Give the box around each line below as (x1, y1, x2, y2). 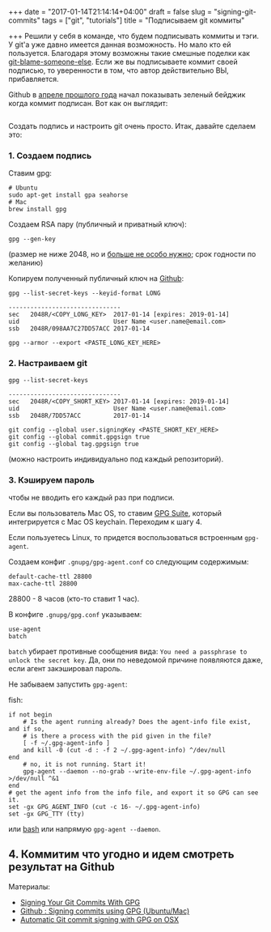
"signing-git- (214, 7, 256, 16)
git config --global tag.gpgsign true (8, 440, 139, 448)
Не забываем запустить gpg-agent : (8, 679, 128, 689)
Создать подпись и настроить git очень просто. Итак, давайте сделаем (8, 121, 256, 130)
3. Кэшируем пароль (8, 474, 95, 485)
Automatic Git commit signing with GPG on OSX (19, 914, 180, 924)
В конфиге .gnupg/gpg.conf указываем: (8, 609, 142, 619)
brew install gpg (8, 206, 67, 214)
